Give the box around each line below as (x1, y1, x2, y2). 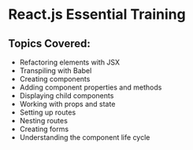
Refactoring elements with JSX (19, 57, 121, 67)
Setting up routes (19, 108, 76, 117)
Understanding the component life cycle (19, 133, 150, 142)
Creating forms (19, 124, 69, 134)
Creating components (19, 75, 91, 83)
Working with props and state (19, 100, 116, 108)
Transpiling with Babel (19, 66, 92, 75)
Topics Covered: (8, 37, 91, 50)
